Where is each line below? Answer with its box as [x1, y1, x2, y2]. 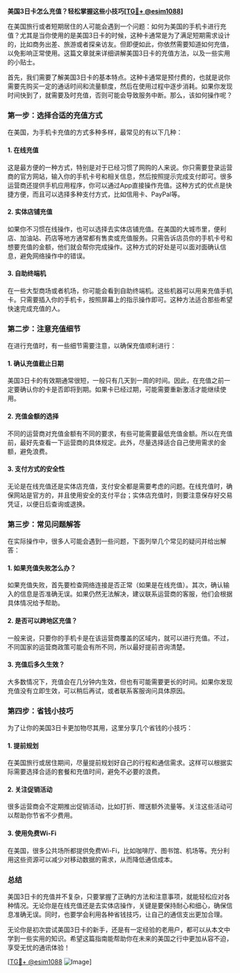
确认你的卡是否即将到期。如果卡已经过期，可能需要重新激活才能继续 [19, 385, 220, 394]
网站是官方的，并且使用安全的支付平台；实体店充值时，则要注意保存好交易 [13, 491, 233, 499]
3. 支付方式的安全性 [7, 464, 66, 474]
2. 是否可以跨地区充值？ [7, 616, 78, 624]
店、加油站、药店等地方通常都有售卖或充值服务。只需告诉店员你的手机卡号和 [7, 234, 233, 242]
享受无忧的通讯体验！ [7, 943, 70, 952]
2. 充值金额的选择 [7, 412, 59, 420]
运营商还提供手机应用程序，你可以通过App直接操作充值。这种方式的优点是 [7, 181, 226, 189]
